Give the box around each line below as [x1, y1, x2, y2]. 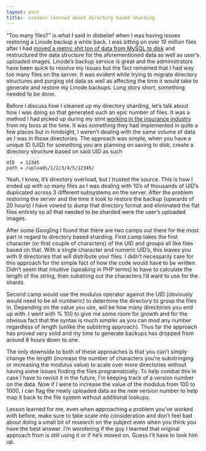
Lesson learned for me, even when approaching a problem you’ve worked [6, 405, 193, 412]
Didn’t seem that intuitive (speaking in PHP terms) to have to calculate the [6, 265, 193, 273]
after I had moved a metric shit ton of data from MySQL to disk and [6, 44, 175, 52]
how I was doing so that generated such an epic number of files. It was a [6, 108, 190, 116]
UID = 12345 [6, 159, 40, 165]
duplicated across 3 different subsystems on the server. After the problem [6, 188, 193, 196]
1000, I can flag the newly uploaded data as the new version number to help [6, 387, 198, 394]
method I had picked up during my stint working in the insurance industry [6, 115, 191, 123]
